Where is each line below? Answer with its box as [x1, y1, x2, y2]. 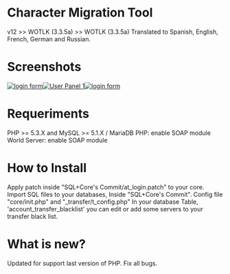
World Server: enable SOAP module [7, 136, 108, 144]
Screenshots [7, 59, 82, 75]
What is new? [7, 236, 86, 252]
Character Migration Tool [7, 5, 153, 21]
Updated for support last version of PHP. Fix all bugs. [7, 259, 158, 267]
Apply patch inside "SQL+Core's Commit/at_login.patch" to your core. [7, 182, 205, 191]
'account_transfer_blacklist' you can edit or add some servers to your [7, 204, 204, 213]
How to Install [7, 160, 87, 176]
